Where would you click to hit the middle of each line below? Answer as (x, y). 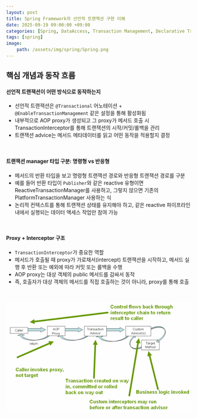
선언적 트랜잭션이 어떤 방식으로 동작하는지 (53, 92)
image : (14, 44)
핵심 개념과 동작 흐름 (41, 76)
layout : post (22, 12)
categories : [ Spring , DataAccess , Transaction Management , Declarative (95, 31)
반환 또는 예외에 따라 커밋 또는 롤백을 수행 (75, 267)
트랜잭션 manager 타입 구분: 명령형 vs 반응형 (58, 161)
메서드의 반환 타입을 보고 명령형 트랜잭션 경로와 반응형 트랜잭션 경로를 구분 (100, 175)
